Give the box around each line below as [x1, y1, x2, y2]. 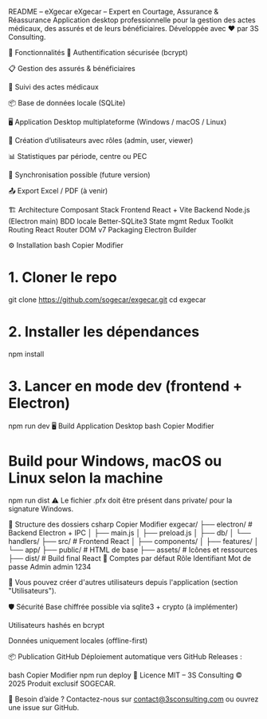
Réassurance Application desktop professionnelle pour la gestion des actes [8, 15, 257, 25]
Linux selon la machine [8, 469, 163, 487]
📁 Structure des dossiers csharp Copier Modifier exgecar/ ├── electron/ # [8, 519, 253, 529]
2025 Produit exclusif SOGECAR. [8, 678, 116, 688]
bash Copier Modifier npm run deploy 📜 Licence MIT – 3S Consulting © [8, 670, 243, 680]
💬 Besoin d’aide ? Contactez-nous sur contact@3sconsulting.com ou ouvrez [8, 694, 259, 704]
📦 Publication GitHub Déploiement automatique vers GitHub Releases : [8, 651, 242, 661]
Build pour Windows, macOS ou [8, 452, 222, 470]
